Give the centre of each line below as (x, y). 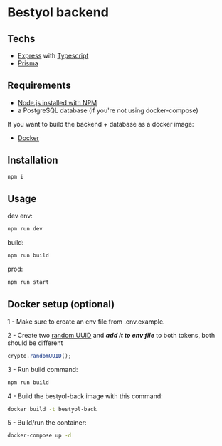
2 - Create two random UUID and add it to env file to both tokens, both (111, 335)
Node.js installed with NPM (57, 102)
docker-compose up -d (39, 436)
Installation (33, 160)
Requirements (39, 86)
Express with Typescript (53, 55)
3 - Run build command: (43, 369)
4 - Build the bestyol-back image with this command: (85, 396)
